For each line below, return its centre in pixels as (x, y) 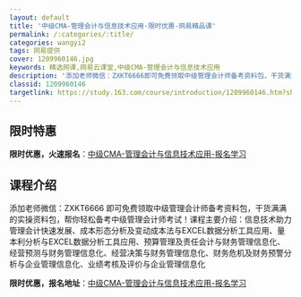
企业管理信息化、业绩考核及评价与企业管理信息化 (115, 264)
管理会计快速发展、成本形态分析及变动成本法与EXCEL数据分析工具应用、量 (147, 231)
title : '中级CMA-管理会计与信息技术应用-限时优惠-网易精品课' (113, 26)
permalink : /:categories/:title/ (72, 34)
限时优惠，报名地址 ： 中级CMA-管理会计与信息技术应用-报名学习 (128, 284)
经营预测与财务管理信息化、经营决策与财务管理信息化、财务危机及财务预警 (146, 253)
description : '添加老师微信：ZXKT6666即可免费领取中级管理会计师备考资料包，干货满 (150, 76)
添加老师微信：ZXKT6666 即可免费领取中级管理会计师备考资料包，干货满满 (148, 208)
